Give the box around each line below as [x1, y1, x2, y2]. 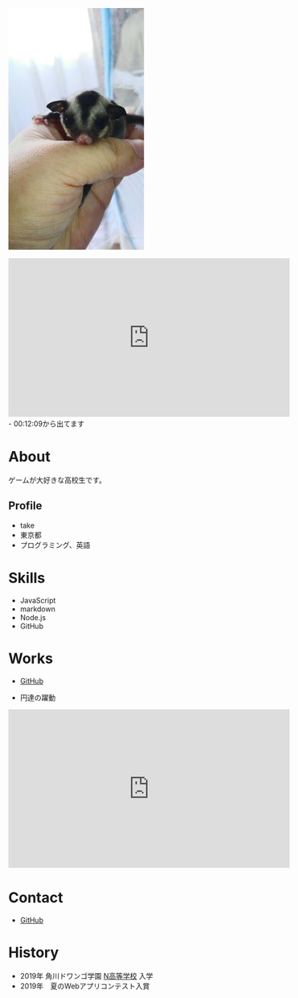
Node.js [19, 612, 47, 622]
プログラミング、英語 [19, 540, 91, 549]
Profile [8, 499, 43, 513]
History [8, 943, 59, 962]
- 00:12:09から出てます [8, 419, 85, 429]
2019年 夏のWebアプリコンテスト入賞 [19, 981, 150, 991]
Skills [8, 569, 46, 587]
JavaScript [19, 595, 56, 605]
